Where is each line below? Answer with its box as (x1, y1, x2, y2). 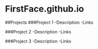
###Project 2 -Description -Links (5, 29, 72, 34)
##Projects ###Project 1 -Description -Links (5, 19, 94, 25)
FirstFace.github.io (5, 3, 84, 15)
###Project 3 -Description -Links (5, 38, 72, 44)
